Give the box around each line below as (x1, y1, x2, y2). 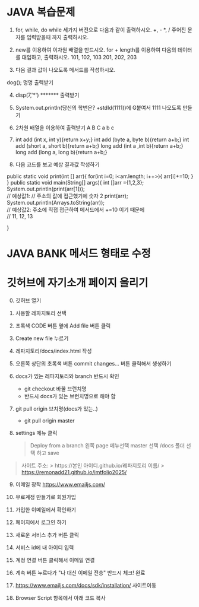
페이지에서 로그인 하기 (15, 519, 67, 526)
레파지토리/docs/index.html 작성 (15, 348, 92, 355)
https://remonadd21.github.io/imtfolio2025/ (21, 469, 127, 476)
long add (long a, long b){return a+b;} (15, 148, 108, 155)
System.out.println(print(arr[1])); (7, 185, 85, 192)
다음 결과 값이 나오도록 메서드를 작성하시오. (15, 66, 116, 73)
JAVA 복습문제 (7, 5, 75, 19)
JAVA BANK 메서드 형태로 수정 (7, 247, 151, 260)
